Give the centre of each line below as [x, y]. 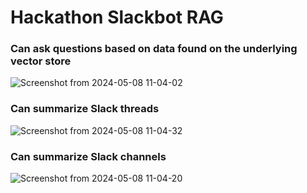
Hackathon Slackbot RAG [117, 17]
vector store [41, 61]
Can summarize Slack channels [88, 156]
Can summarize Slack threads [85, 109]
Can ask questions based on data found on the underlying [154, 49]
